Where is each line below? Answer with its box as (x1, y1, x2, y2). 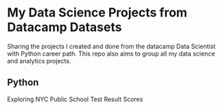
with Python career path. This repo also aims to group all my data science (7, 49, 215, 58)
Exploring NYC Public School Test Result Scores (7, 95, 143, 103)
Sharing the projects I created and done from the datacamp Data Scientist (7, 42, 216, 50)
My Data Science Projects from (7, 5, 187, 21)
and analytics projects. (7, 56, 71, 65)
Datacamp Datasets (7, 19, 122, 35)
